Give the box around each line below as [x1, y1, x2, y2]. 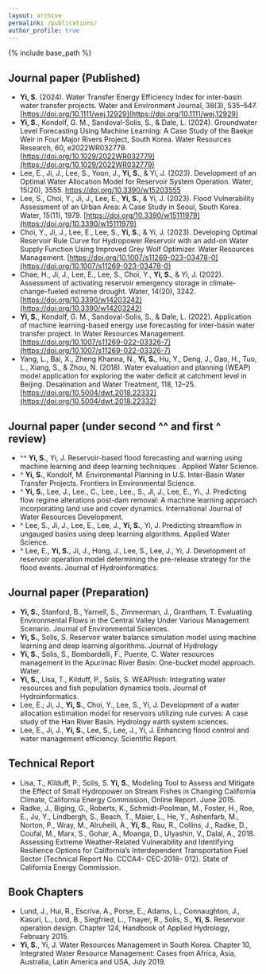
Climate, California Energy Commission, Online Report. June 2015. [19, 794, 236, 804]
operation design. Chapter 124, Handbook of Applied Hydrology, [19, 923, 230, 933]
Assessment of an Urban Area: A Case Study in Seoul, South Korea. [19, 202, 241, 211]
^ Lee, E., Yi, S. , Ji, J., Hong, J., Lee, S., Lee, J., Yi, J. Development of [19, 546, 246, 555]
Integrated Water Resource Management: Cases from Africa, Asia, [19, 949, 237, 958]
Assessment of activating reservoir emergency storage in [19, 278, 208, 288]
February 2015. [19, 932, 69, 941]
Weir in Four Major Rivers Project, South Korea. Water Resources [19, 134, 232, 144]
